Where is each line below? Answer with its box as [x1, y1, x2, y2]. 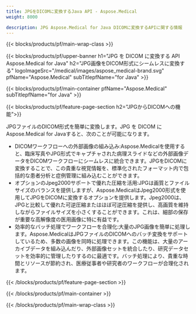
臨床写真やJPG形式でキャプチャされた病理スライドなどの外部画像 [25, 150, 184, 157]
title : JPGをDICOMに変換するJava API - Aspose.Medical [6, 8, 137, 15]
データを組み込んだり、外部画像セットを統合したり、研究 [30, 245, 169, 252]
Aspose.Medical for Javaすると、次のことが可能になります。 [6, 130, 153, 137]
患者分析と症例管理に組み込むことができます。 [30, 172, 143, 179]
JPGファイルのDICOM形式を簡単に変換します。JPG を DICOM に [6, 123, 163, 130]
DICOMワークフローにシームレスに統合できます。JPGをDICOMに [30, 157, 187, 164]
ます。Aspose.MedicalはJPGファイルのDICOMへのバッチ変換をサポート [14, 230, 188, 237]
